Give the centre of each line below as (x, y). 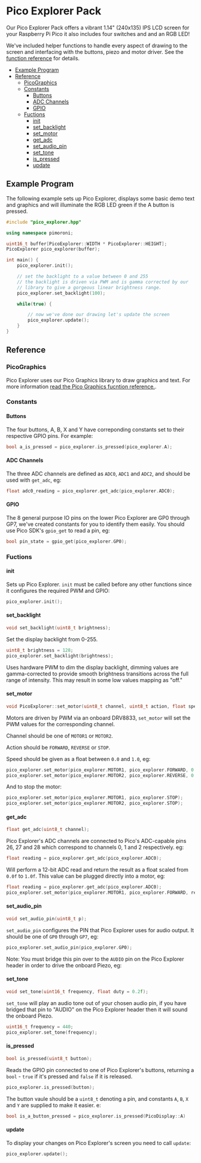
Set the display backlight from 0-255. (52, 639)
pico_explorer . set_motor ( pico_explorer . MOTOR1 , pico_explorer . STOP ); (95, 798)
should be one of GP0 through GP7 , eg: (52, 936)
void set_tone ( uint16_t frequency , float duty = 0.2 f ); (77, 991)
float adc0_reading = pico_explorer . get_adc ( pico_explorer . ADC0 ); (91, 491)
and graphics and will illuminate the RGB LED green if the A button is (90, 205)
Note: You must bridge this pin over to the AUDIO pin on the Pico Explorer (95, 959)
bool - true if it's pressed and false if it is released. (69, 1076)
